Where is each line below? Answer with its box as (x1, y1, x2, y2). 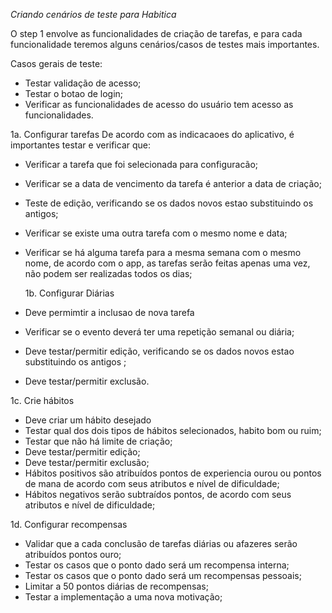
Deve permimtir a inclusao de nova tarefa (24, 307, 195, 318)
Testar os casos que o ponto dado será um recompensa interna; (24, 559, 290, 571)
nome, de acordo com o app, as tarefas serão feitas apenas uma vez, (24, 257, 311, 269)
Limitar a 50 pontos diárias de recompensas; (24, 580, 209, 592)
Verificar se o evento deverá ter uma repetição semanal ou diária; (24, 326, 295, 338)
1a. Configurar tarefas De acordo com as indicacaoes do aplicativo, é (10, 129, 295, 140)
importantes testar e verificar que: (10, 139, 152, 151)
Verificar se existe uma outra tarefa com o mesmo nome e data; (24, 227, 288, 239)
